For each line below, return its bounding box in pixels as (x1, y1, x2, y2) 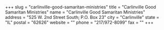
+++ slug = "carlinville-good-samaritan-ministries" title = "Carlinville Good (5, 4, 156, 10)
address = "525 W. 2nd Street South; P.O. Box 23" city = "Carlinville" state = (5, 15, 160, 20)
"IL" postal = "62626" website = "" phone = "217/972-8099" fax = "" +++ (5, 19, 154, 25)
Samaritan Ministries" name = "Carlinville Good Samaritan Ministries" (5, 9, 145, 15)
